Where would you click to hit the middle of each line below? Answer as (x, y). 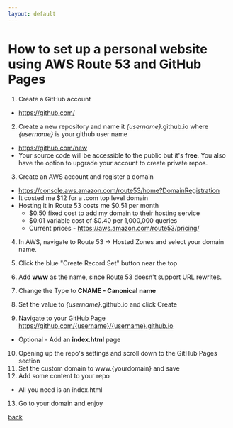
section (29, 361)
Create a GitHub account (55, 99)
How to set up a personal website (108, 49)
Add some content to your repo (64, 375)
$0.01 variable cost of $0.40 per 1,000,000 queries (103, 220)
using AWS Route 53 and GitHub (105, 64)
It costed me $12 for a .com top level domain (83, 198)
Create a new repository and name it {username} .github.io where (113, 126)
